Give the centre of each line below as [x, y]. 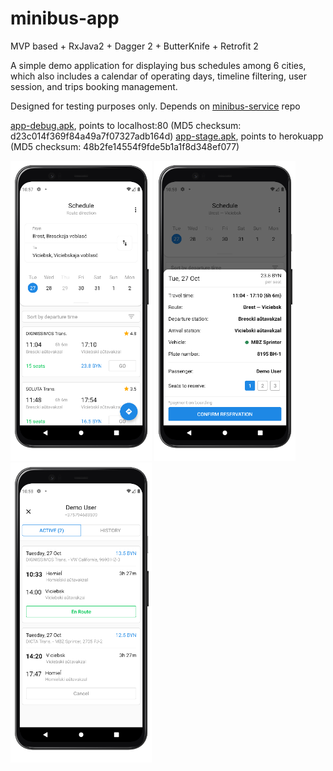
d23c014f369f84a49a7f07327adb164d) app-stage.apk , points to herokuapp [167, 136]
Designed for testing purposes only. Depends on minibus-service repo [155, 106]
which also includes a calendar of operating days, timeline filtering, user [159, 76]
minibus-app [65, 18]
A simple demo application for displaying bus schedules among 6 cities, [158, 65]
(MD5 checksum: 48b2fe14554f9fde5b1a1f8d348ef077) [125, 146]
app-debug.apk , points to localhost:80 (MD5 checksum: [126, 125]
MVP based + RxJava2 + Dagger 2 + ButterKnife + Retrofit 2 [134, 46]
